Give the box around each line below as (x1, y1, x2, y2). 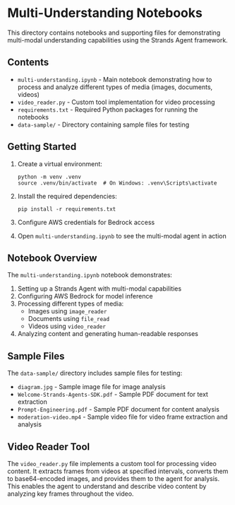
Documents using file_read (28, 315, 110, 323)
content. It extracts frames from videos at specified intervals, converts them (7, 467, 229, 475)
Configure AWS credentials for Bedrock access (17, 218, 155, 226)
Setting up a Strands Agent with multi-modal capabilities (17, 284, 182, 293)
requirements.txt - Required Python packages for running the (17, 105, 198, 114)
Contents (7, 57, 49, 69)
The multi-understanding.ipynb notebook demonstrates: (7, 271, 173, 279)
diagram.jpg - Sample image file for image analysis (17, 383, 166, 391)
